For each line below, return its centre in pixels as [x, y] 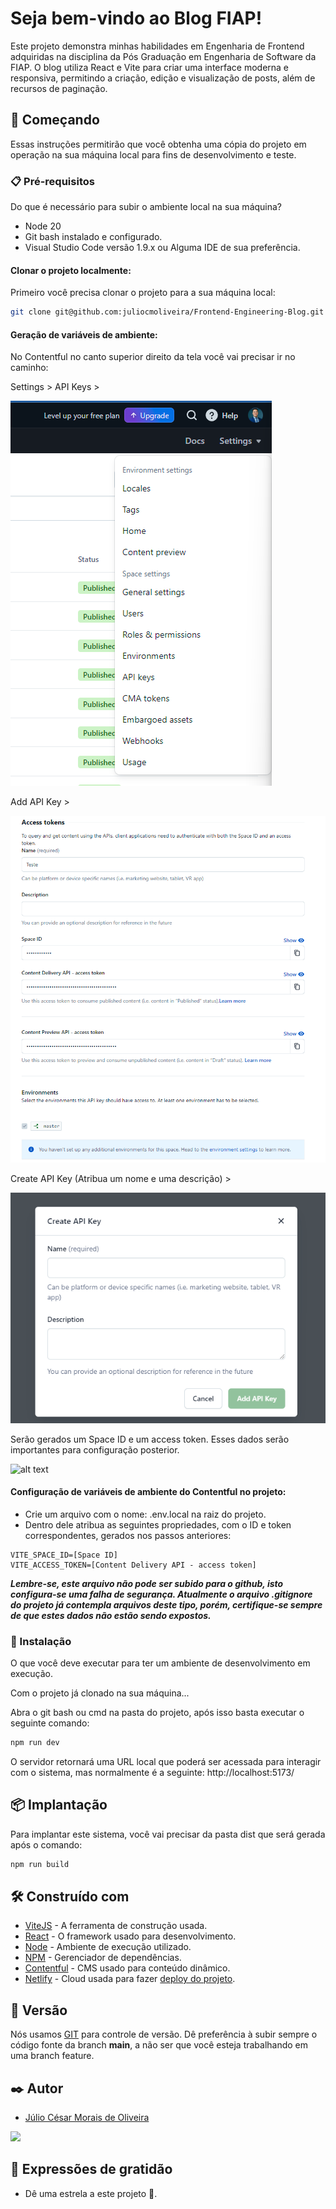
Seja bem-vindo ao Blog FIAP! [136, 18]
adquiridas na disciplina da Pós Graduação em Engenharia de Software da [163, 56]
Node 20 [43, 226]
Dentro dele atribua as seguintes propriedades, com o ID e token [158, 1524]
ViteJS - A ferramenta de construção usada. [116, 1926]
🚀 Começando [55, 120]
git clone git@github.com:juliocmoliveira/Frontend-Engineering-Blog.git [167, 312]
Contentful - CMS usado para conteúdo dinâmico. [127, 1968]
